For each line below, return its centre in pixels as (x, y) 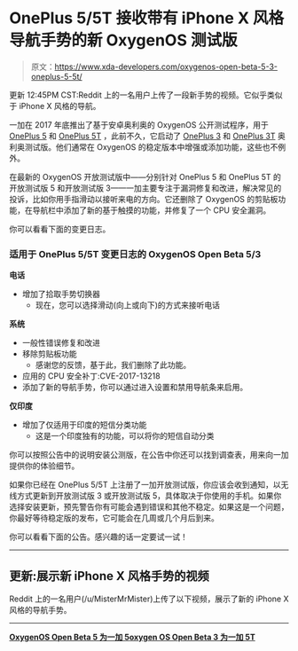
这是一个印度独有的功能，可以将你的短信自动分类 (125, 436)
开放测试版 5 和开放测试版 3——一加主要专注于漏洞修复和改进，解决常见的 (145, 188)
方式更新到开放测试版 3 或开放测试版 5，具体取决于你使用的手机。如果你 (149, 496)
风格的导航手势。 (40, 610)
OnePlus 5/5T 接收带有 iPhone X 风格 (147, 18)
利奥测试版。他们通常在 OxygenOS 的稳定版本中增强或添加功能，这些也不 (144, 146)
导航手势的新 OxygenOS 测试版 (123, 40)
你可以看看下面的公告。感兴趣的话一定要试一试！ (98, 537)
